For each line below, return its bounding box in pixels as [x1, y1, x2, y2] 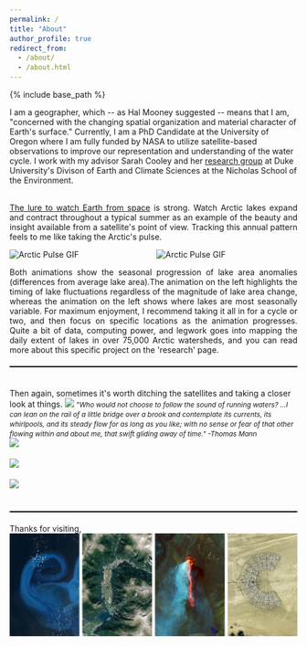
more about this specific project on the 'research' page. [9, 344, 219, 355]
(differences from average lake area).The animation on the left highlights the [9, 277, 298, 287]
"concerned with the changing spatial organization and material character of [9, 117, 297, 127]
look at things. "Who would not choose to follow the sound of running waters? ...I [9, 398, 289, 409]
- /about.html [17, 63, 71, 72]
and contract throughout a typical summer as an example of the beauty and [9, 212, 298, 223]
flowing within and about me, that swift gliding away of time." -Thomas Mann [9, 429, 258, 439]
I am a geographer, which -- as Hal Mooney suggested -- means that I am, [9, 107, 290, 118]
